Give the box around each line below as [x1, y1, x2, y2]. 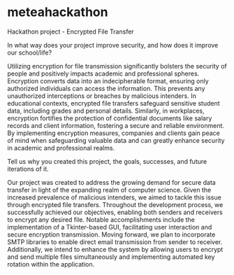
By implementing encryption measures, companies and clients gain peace [7, 129, 220, 137]
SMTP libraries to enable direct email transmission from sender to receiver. [7, 237, 223, 246]
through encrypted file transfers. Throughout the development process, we [7, 200, 224, 209]
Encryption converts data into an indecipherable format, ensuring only [7, 76, 210, 85]
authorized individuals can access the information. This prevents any [7, 84, 205, 92]
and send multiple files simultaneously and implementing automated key [7, 253, 215, 261]
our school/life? [7, 48, 52, 57]
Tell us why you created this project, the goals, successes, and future [7, 157, 207, 165]
